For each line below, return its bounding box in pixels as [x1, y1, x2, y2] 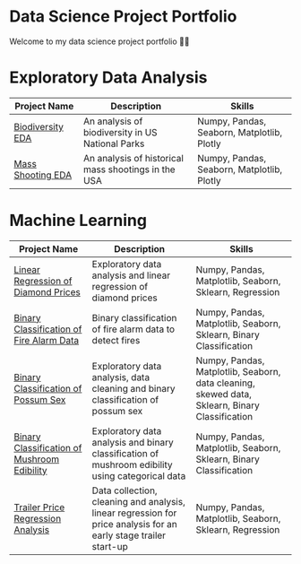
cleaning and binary [91, 382, 176, 395]
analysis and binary [91, 436, 174, 448]
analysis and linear [91, 269, 171, 282]
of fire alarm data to [91, 323, 176, 335]
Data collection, [91, 484, 159, 497]
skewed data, [195, 387, 253, 400]
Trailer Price [13, 500, 65, 513]
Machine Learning [9, 211, 148, 230]
